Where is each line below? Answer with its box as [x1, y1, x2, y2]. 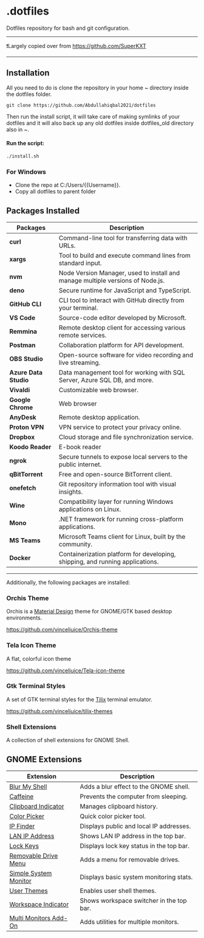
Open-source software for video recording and [58, 351, 194, 359]
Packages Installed [6, 205, 80, 216]
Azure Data [9, 368, 43, 376]
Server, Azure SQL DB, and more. [58, 376, 154, 384]
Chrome [9, 403, 33, 412]
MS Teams [9, 536, 41, 545]
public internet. [58, 460, 102, 469]
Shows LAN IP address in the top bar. [80, 832, 186, 840]
